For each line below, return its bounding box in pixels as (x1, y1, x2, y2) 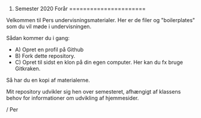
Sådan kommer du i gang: (6, 35, 70, 41)
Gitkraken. (14, 65, 41, 72)
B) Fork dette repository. (14, 52, 76, 59)
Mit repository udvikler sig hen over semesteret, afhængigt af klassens (6, 88, 181, 95)
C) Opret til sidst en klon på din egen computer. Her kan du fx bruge (14, 59, 183, 66)
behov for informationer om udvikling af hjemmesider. (6, 95, 139, 101)
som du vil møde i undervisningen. (6, 23, 92, 30)
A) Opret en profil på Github (14, 46, 84, 53)
